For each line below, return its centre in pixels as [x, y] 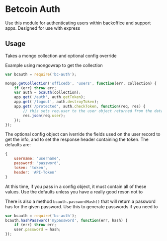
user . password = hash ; [38, 230]
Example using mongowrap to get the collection [54, 65]
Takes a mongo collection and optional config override [61, 56]
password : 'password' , [38, 163]
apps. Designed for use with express [43, 28]
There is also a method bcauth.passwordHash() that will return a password [80, 201]
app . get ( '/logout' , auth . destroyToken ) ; [56, 102]
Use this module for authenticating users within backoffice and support [78, 23]
